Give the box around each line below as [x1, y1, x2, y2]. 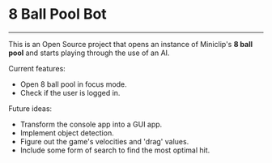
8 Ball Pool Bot [8, 5, 107, 24]
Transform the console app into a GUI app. [19, 119, 163, 129]
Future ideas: [8, 103, 53, 114]
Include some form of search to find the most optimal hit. [19, 145, 210, 155]
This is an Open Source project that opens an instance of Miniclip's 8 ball [8, 39, 253, 49]
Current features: [8, 63, 66, 73]
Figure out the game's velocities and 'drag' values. [19, 136, 189, 146]
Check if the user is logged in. [19, 88, 121, 97]
